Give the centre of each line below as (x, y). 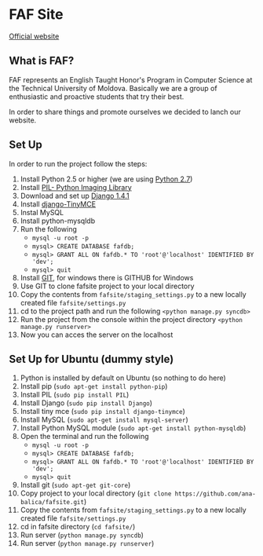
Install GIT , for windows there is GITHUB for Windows (107, 277)
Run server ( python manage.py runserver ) (87, 543)
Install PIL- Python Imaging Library (76, 187)
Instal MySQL (42, 212)
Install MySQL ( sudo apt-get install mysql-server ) (104, 420)
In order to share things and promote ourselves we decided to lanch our (125, 112)
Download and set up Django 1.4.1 (75, 196)
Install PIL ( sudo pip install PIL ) (75, 395)
